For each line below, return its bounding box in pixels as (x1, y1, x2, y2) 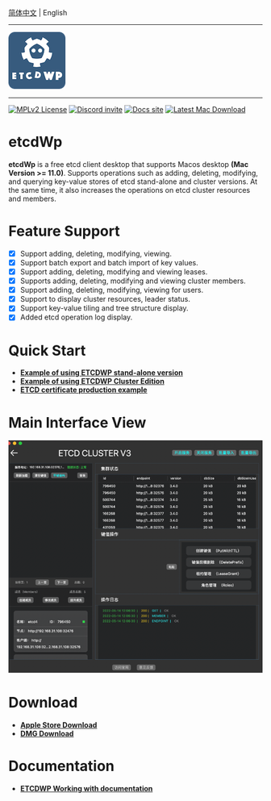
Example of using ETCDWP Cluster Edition (19, 377, 165, 386)
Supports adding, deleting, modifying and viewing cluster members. (19, 276, 246, 286)
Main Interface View (8, 413, 147, 432)
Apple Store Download (19, 720, 98, 729)
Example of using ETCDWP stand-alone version (19, 368, 183, 378)
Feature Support (8, 222, 120, 240)
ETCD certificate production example (19, 385, 148, 394)
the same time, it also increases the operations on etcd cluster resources (8, 185, 251, 194)
